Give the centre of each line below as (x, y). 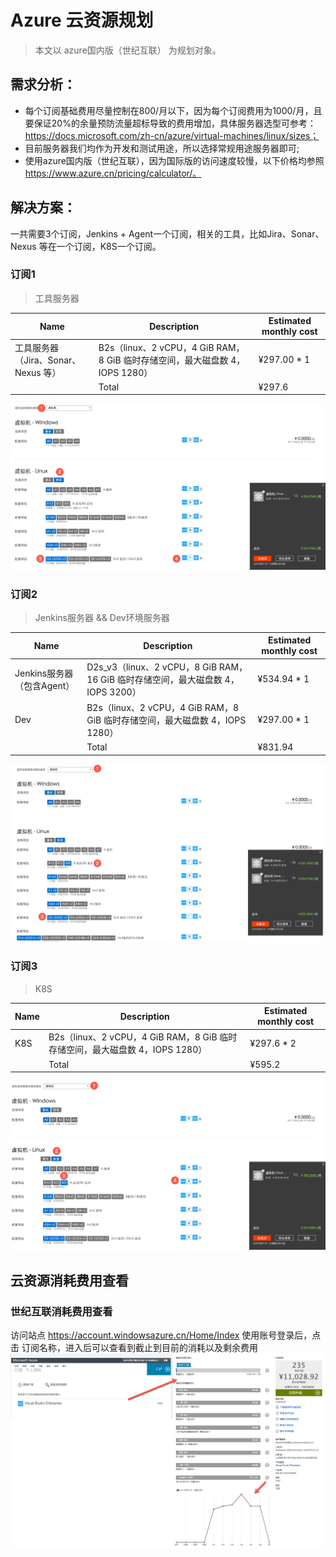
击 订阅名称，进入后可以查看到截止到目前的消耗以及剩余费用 (134, 1348)
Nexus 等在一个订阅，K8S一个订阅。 (86, 246)
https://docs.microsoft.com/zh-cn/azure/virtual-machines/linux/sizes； (172, 135)
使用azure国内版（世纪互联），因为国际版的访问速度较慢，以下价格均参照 (174, 160)
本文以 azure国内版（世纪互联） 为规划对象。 (128, 50)
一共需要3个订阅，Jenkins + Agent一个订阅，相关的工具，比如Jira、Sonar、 (167, 233)
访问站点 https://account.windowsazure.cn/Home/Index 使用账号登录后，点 (166, 1335)
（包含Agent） (44, 685)
